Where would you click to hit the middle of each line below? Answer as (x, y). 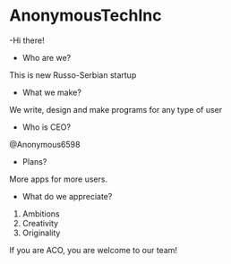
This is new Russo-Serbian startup (73, 75)
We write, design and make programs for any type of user (115, 109)
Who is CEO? (47, 127)
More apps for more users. (59, 179)
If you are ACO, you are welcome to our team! (93, 250)
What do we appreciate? (67, 196)
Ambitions (41, 213)
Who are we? (47, 57)
